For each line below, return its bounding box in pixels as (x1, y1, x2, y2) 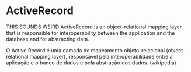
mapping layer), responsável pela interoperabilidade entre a (29, 53, 173, 60)
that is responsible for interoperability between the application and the (6, 29, 175, 36)
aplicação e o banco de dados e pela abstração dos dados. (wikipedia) (6, 59, 177, 66)
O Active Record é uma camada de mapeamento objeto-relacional (6, 46, 165, 53)
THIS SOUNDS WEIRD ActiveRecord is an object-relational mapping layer (6, 23, 182, 30)
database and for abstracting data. (6, 35, 89, 42)
